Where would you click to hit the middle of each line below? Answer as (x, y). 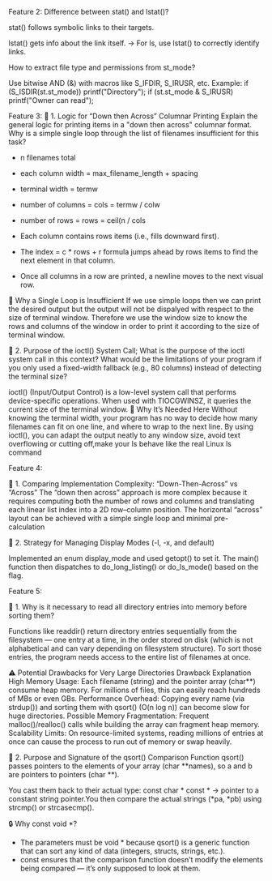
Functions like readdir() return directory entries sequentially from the (123, 631)
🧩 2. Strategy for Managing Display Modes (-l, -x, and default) (111, 543)
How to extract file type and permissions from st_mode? (102, 67)
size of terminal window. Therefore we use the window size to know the (128, 318)
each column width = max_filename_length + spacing (109, 173)
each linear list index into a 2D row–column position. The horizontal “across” (136, 509)
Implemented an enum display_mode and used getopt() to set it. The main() (134, 558)
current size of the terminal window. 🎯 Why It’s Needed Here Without (123, 409)
